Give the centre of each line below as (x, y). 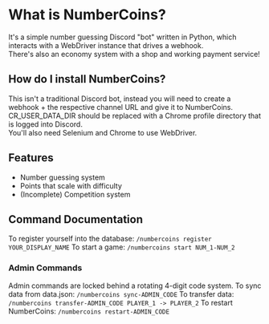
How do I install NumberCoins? (87, 79)
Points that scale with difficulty (71, 185)
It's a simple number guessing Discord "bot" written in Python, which (122, 37)
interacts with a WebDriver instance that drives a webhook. (106, 45)
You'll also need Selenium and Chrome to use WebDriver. (103, 132)
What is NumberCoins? (87, 15)
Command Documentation (75, 219)
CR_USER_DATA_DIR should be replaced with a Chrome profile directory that (135, 115)
